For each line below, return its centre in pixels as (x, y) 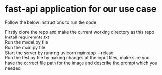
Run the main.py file (25, 47)
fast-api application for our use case (81, 9)
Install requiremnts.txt (27, 37)
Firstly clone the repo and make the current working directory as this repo (80, 32)
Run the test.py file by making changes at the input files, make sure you (77, 57)
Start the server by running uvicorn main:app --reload (59, 53)
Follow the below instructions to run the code (51, 22)
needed (13, 68)
